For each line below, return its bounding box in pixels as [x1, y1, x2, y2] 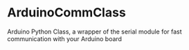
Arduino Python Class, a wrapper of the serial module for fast [7, 27, 182, 36]
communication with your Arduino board [7, 34, 123, 42]
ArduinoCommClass [7, 5, 126, 21]
